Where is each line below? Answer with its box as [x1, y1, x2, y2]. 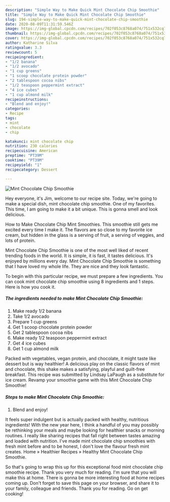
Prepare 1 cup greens [12, 319, 57, 325]
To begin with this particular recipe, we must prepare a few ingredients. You [5, 273, 163, 279]
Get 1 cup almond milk [12, 346, 59, 352]
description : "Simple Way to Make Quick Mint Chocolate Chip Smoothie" [5, 7, 159, 13]
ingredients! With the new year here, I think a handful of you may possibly [5, 422, 159, 428]
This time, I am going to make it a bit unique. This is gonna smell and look [5, 206, 158, 212]
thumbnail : [5, 31, 28, 36]
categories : [5, 106, 30, 111]
